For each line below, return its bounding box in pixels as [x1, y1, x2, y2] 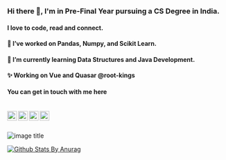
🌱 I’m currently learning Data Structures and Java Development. [7, 55, 195, 63]
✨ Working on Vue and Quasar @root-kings [7, 71, 135, 79]
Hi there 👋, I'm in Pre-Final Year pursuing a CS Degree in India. [7, 6, 220, 16]
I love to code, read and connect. [7, 24, 104, 32]
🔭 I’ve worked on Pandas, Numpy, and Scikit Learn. [7, 40, 157, 48]
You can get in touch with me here [7, 87, 107, 96]
